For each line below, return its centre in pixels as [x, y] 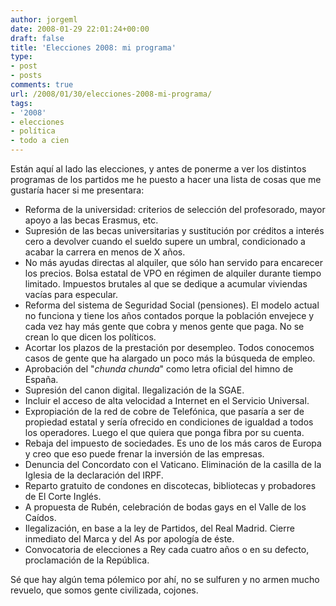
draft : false [37, 38]
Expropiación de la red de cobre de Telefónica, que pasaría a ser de [164, 411]
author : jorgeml [44, 19]
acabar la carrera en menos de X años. [105, 252]
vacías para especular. [71, 294]
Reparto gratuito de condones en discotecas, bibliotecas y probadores [170, 485]
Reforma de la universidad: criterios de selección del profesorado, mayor [175, 209]
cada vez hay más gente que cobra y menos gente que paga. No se [164, 326]
